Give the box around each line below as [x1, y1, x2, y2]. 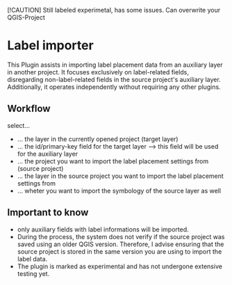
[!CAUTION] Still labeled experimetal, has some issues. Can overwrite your [7, 6, 221, 14]
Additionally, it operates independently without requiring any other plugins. [7, 83, 221, 91]
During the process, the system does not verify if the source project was [17, 232, 225, 241]
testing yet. [17, 269, 50, 277]
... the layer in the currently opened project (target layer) [17, 135, 179, 143]
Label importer [7, 38, 94, 54]
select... [7, 121, 30, 129]
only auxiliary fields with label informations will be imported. [17, 225, 189, 234]
